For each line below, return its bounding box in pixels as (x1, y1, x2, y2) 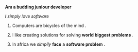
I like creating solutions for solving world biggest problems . (12, 32, 134, 38)
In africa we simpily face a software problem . (12, 41, 105, 47)
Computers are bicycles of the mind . (12, 23, 86, 28)
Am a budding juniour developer (5, 4, 71, 10)
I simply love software (5, 13, 49, 19)
